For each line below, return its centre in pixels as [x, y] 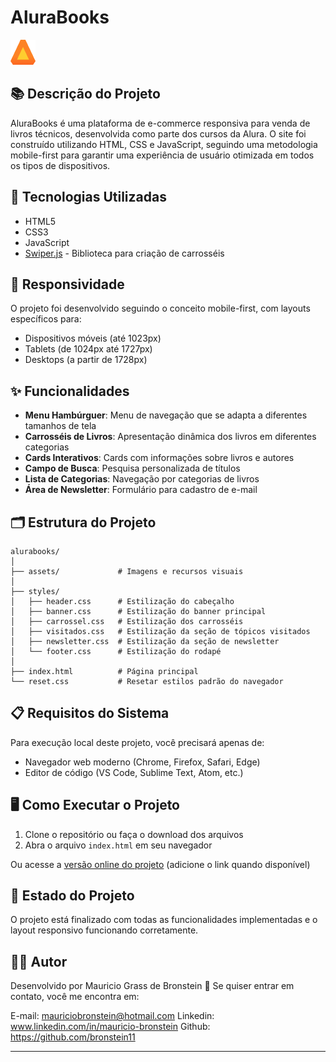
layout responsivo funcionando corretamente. [104, 930]
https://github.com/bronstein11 [73, 1037]
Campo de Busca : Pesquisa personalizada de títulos [132, 468]
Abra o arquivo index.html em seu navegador [118, 845]
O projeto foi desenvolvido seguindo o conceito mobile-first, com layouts [160, 308]
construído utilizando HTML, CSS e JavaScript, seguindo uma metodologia [164, 144]
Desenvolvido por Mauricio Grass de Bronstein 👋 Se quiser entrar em [152, 986]
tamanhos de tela [60, 426]
